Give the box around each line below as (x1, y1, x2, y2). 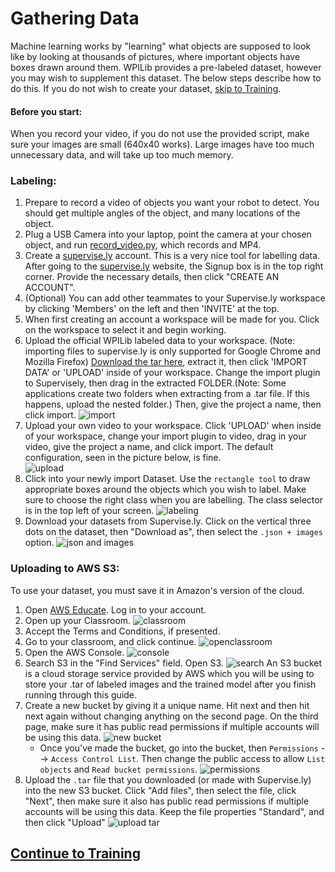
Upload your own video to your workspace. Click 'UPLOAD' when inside (24, 420, 322, 432)
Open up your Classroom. (24, 614, 132, 626)
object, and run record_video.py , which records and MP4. (24, 239, 262, 251)
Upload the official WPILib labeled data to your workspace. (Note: (24, 335, 296, 347)
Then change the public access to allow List (140, 752, 326, 764)
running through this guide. (24, 688, 138, 701)
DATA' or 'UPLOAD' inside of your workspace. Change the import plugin (24, 367, 321, 379)
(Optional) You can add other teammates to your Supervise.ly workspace (24, 292, 326, 304)
